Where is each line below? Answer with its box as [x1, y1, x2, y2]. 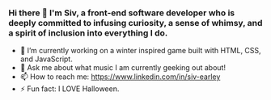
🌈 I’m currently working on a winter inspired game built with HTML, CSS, [19, 46, 261, 56]
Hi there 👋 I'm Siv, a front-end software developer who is [8, 7, 235, 19]
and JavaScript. [19, 54, 73, 64]
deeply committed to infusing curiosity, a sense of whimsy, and [8, 17, 263, 28]
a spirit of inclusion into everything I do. [8, 27, 168, 39]
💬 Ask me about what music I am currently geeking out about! [19, 63, 227, 73]
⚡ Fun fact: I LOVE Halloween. [19, 84, 120, 94]
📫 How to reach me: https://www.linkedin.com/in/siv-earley [19, 72, 221, 81]
